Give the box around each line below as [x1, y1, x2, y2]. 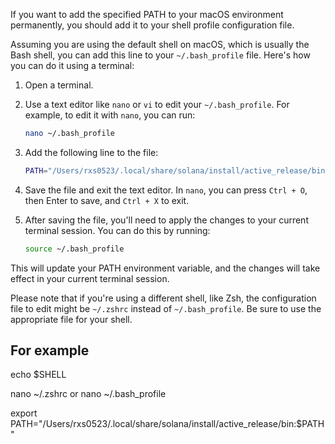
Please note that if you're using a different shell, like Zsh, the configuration [10, 292, 317, 304]
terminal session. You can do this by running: [24, 224, 211, 236]
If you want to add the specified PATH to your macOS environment [10, 9, 284, 20]
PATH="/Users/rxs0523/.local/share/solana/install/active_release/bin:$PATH [10, 418, 325, 430]
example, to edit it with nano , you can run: [24, 109, 196, 121]
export [10, 407, 38, 419]
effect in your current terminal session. [10, 272, 170, 284]
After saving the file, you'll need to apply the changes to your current [24, 214, 309, 226]
